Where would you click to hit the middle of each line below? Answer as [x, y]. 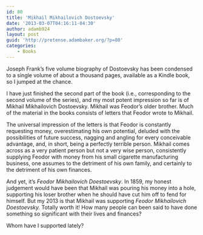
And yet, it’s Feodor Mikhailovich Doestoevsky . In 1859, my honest [89, 181]
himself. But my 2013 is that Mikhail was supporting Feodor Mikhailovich [96, 200]
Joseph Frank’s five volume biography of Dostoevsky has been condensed [99, 69]
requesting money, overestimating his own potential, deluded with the [93, 131]
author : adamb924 [28, 29]
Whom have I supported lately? [45, 225]
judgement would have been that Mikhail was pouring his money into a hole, [101, 188]
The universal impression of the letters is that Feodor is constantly [89, 124]
